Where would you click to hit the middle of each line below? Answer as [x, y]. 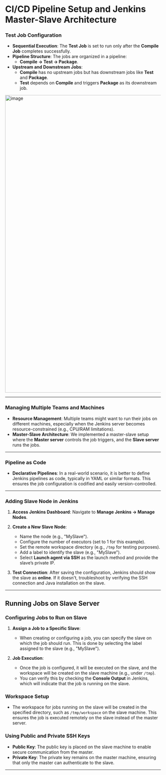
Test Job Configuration [33, 35]
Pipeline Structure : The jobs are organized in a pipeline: [69, 57]
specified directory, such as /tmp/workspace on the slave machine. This [84, 712]
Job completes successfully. [41, 51]
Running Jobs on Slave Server [52, 603]
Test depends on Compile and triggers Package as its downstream [88, 83]
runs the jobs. [26, 445]
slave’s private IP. [37, 563]
